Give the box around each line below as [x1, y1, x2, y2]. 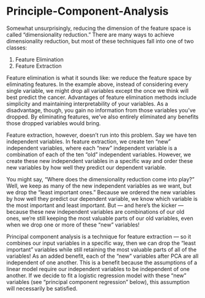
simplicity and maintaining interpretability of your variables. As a [6, 100, 168, 107]
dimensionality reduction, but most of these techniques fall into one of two [6, 37, 194, 45]
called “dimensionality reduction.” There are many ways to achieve [6, 31, 174, 38]
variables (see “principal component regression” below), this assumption [6, 278, 190, 285]
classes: [6, 44, 28, 51]
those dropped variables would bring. [6, 119, 101, 126]
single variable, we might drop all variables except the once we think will [6, 87, 188, 94]
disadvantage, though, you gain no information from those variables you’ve [6, 106, 196, 114]
